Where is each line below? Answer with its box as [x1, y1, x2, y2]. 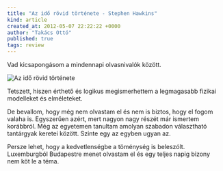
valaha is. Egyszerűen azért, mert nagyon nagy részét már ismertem [7, 115, 200, 123]
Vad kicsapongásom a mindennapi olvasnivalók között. [7, 61, 162, 68]
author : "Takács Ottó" [7, 29, 72, 36]
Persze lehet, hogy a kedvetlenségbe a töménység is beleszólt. [7, 143, 185, 150]
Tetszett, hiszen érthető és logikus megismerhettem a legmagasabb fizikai [7, 87, 217, 95]
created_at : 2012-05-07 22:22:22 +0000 [7, 23, 121, 29]
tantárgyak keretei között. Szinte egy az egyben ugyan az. [7, 129, 171, 137]
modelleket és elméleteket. [7, 94, 83, 103]
